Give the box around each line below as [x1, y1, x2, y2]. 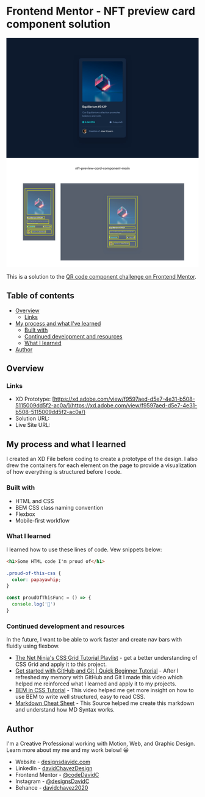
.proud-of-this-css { [6, 570, 62, 576]
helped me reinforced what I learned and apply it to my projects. [15, 680, 177, 687]
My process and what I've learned [15, 320, 101, 327]
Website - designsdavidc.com [15, 758, 90, 766]
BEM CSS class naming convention [15, 504, 104, 511]
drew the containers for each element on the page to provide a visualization [6, 462, 196, 469]
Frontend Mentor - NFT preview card [6, 4, 195, 18]
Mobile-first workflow [15, 516, 70, 524]
